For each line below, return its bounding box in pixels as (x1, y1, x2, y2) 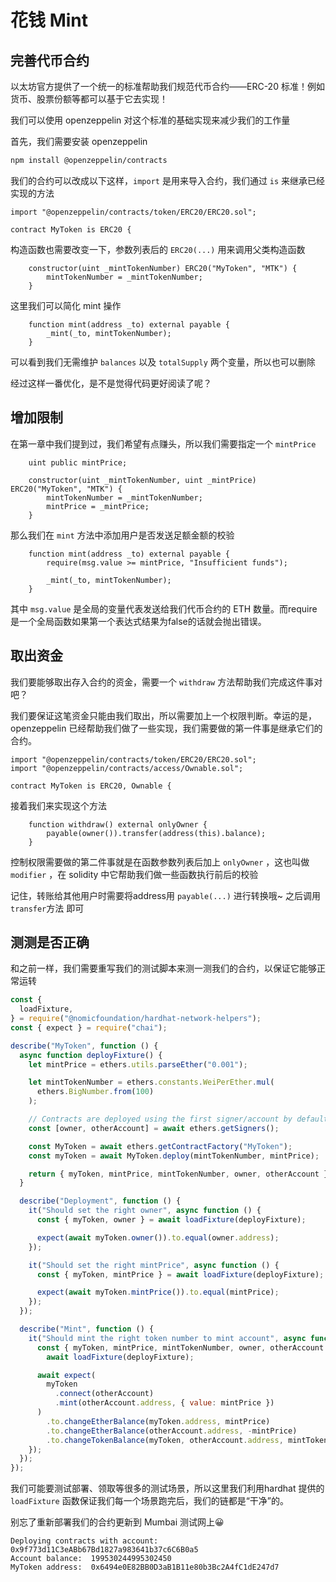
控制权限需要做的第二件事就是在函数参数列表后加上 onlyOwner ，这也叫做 (10, 856, 310, 868)
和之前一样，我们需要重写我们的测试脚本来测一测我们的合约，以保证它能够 (10, 962, 317, 975)
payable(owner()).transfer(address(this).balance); (46, 828, 267, 838)
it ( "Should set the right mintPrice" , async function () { (28, 1260, 280, 1270)
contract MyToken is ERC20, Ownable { (10, 781, 172, 791)
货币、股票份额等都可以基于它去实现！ (10, 93, 168, 105)
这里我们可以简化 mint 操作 (10, 299, 122, 311)
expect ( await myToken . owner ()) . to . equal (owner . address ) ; (36, 1232, 280, 1243)
